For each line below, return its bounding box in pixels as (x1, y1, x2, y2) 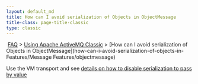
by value (6, 71, 27, 78)
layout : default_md (6, 8, 55, 15)
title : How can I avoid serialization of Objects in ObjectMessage (6, 14, 177, 20)
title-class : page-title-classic (6, 19, 89, 25)
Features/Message (6, 53, 52, 61)
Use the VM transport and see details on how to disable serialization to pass (6, 65, 192, 72)
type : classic (6, 25, 41, 31)
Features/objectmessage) (53, 53, 116, 61)
